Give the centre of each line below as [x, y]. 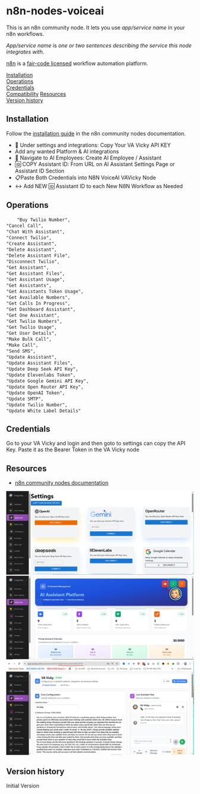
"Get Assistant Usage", [36, 279]
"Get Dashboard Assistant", [41, 309]
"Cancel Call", [25, 226]
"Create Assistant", [32, 244]
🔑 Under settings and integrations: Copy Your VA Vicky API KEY [93, 145]
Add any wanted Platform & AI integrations [67, 151]
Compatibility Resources [36, 94]
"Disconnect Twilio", [33, 261]
